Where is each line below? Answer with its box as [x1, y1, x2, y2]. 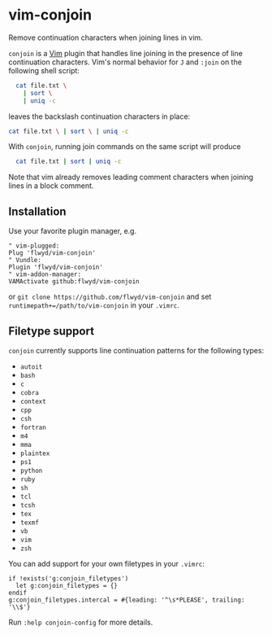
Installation [8, 204, 67, 218]
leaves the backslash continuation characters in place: [8, 112, 191, 121]
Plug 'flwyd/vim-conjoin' [8, 249, 96, 257]
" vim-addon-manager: [8, 270, 82, 278]
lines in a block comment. [8, 181, 94, 190]
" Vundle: [8, 256, 42, 265]
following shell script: [8, 65, 80, 75]
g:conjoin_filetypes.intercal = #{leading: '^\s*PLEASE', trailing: [8, 596, 245, 604]
